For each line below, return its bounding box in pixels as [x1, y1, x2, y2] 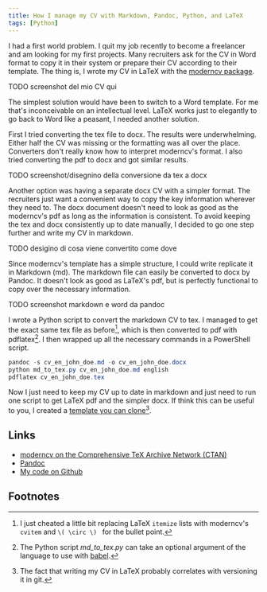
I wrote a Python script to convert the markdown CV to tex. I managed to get [8, 315, 258, 325]
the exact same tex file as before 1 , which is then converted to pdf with [8, 323, 238, 334]
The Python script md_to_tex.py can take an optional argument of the [19, 542, 246, 551]
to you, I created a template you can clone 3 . [8, 404, 152, 415]
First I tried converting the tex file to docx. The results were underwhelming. [8, 129, 257, 139]
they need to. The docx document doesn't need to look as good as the [8, 202, 239, 212]
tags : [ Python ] [8, 19, 59, 27]
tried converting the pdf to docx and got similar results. [8, 154, 189, 164]
